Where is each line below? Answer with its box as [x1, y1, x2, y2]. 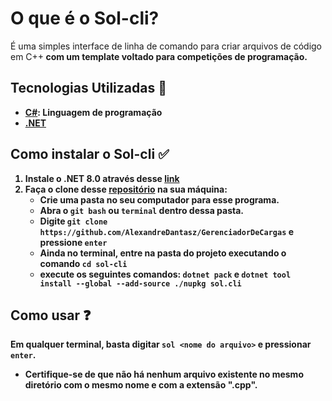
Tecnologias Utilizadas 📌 [10, 80, 167, 97]
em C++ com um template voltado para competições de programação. [10, 50, 308, 62]
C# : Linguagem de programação [24, 106, 163, 118]
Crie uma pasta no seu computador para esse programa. [39, 193, 280, 206]
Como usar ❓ [10, 307, 92, 324]
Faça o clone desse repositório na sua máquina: [24, 183, 228, 195]
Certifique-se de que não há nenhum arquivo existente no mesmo [24, 368, 304, 381]
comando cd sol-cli [39, 257, 128, 269]
